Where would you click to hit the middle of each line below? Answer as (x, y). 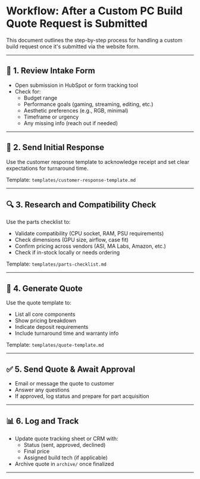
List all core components (45, 315)
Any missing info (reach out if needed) (71, 123)
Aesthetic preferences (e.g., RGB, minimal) (76, 110)
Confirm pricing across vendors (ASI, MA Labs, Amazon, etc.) (90, 246)
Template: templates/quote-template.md (55, 345)
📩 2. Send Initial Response (55, 147)
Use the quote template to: (39, 303)
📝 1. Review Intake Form (51, 71)
